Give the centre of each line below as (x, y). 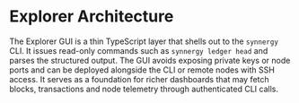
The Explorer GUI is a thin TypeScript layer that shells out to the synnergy (144, 41)
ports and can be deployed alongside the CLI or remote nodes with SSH (142, 70)
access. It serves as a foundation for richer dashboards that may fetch (139, 79)
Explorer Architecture (92, 17)
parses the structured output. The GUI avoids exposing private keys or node (150, 60)
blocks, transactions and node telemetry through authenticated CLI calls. (144, 89)
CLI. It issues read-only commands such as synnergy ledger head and (139, 50)
